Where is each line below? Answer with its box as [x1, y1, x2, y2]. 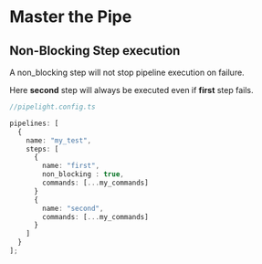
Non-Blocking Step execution [9, 43, 181, 58]
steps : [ [26, 144, 59, 153]
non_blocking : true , [42, 170, 125, 179]
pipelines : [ [9, 119, 59, 128]
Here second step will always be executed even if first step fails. [9, 85, 254, 95]
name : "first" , [42, 162, 100, 171]
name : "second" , [42, 204, 104, 213]
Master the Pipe [9, 6, 132, 27]
